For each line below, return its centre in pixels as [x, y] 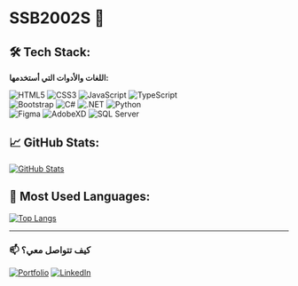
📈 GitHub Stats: [55, 143]
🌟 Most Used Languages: [80, 197]
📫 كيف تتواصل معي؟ [50, 250]
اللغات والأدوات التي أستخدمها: [59, 78]
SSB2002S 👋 [57, 18]
